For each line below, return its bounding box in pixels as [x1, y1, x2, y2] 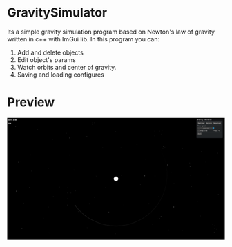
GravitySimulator [7, 5, 108, 21]
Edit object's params [17, 55, 76, 63]
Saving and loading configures [17, 70, 105, 79]
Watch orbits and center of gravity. [17, 63, 117, 71]
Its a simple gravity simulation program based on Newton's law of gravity [7, 28, 215, 36]
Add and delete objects [17, 48, 84, 57]
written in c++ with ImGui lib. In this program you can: [7, 34, 160, 43]
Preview [7, 95, 55, 110]
